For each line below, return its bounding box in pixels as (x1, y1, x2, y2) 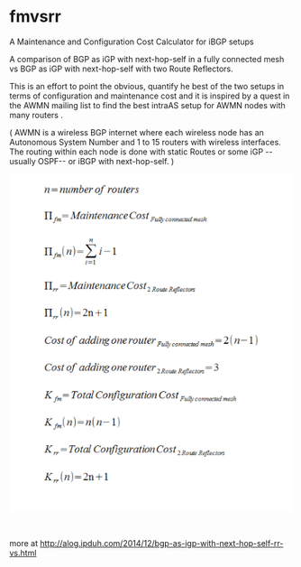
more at (9, 538, 39, 549)
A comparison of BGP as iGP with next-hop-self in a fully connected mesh (9, 53, 285, 64)
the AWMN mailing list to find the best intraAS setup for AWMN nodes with (9, 99, 286, 110)
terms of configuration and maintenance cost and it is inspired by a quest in (9, 90, 290, 101)
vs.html (9, 548, 37, 559)
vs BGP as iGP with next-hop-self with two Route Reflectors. (9, 63, 233, 74)
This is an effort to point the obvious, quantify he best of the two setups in (9, 80, 285, 91)
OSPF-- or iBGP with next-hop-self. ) (37, 155, 175, 166)
